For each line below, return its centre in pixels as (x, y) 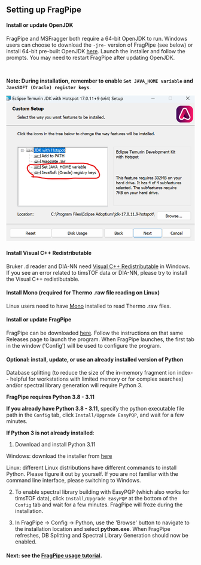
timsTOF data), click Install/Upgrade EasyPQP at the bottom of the (96, 499)
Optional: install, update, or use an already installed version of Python (95, 359)
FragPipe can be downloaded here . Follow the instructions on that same (95, 333)
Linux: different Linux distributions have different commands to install (92, 468)
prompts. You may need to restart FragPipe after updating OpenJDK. (91, 57)
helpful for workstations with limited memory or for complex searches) (97, 379)
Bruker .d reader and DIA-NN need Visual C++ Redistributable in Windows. (98, 266)
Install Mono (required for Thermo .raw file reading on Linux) (83, 293)
